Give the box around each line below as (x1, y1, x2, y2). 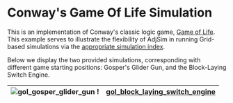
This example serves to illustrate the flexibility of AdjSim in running (7, 35, 198, 43)
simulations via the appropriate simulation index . (26, 42, 166, 50)
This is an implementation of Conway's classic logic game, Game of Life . (7, 28, 216, 36)
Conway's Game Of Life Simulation (7, 5, 213, 21)
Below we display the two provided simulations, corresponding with (7, 55, 201, 64)
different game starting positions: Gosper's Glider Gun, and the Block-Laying (7, 63, 227, 71)
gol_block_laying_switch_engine (106, 86, 216, 96)
